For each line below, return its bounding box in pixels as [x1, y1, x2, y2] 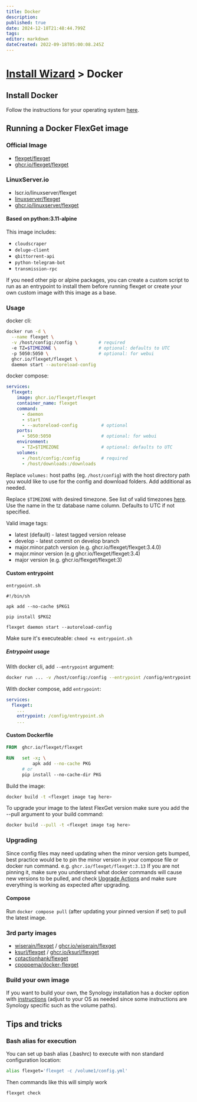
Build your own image [6, 976, 70, 984]
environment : [17, 439, 49, 445]
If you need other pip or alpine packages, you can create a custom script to [6, 276, 189, 284]
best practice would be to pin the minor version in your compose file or [6, 856, 179, 863]
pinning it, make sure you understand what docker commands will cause [6, 868, 182, 875]
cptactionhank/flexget [14, 955, 68, 962]
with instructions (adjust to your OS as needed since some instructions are [6, 996, 188, 1003]
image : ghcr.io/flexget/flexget [17, 395, 96, 401]
